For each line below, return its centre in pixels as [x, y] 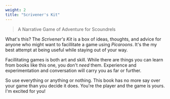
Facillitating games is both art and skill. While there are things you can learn [84, 59]
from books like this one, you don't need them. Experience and [71, 65]
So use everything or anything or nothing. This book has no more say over [83, 80]
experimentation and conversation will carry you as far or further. [73, 70]
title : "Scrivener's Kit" [32, 15]
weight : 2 [16, 10]
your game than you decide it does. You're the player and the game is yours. [85, 86]
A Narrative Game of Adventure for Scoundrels [66, 29]
